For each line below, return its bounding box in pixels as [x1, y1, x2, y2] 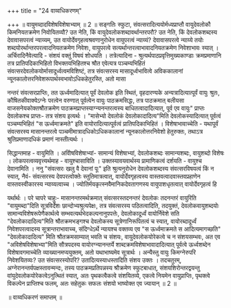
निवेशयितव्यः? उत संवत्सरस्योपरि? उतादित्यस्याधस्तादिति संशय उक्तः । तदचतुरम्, [7, 256, 182, 264]
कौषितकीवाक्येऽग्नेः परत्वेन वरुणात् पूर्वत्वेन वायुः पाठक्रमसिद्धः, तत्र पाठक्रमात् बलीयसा [7, 97, 185, 104]
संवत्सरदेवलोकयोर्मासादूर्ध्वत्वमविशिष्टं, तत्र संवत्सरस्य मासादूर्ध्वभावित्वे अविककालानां [7, 67, 183, 75]
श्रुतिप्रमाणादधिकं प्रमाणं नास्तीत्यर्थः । [7, 135, 84, 143]
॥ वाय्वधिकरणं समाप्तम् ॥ [7, 293, 63, 301]
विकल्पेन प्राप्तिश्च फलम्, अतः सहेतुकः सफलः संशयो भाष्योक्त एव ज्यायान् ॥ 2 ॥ [7, 280, 177, 287]
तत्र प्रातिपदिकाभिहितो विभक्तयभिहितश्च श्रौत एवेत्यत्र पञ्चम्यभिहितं [7, 59, 145, 67]
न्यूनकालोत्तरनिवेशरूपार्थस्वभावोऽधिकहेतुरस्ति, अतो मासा [7, 75, 126, 83]
